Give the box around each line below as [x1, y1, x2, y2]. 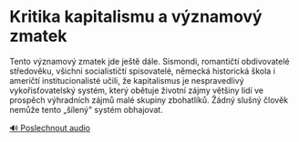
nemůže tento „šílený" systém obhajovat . [9, 104, 164, 115]
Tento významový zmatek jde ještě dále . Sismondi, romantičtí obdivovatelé [9, 56, 290, 66]
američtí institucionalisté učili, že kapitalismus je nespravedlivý [9, 75, 244, 86]
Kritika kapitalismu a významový [9, 6, 263, 27]
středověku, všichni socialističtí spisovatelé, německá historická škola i [9, 66, 276, 76]
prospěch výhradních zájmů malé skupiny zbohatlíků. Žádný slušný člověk [9, 94, 289, 106]
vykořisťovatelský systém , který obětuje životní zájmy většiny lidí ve [9, 85, 264, 96]
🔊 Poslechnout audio [9, 122, 91, 133]
